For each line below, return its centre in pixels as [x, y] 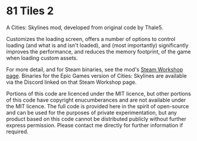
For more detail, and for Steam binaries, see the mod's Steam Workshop [95, 69]
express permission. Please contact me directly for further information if [95, 125]
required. [17, 131]
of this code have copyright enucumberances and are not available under [96, 100]
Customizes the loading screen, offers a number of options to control [91, 39]
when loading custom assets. [42, 58]
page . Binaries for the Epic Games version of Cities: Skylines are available [97, 76]
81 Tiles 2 [30, 11]
